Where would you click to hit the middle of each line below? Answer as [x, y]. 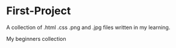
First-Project [39, 11]
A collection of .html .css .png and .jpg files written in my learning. [88, 27]
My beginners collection [36, 39]
